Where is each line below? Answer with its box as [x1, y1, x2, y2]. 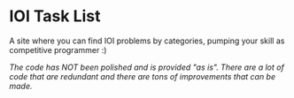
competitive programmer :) [9, 44, 107, 55]
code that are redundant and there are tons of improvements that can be [9, 71, 276, 81]
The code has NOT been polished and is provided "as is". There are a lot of [9, 62, 285, 72]
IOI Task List [9, 6, 101, 26]
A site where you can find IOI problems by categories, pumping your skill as [9, 35, 285, 46]
